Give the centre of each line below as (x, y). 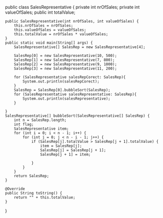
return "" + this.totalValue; (45, 197)
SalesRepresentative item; (41, 129)
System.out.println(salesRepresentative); (67, 99)
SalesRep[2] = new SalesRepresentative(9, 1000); (66, 64)
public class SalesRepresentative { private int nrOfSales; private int (72, 7)
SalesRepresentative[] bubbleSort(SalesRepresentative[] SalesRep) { (78, 116)
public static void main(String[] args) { (49, 43)
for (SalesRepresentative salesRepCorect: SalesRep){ (70, 77)
